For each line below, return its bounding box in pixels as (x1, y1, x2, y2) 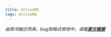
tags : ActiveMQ (5, 12, 37, 17)
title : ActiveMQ (5, 7, 39, 12)
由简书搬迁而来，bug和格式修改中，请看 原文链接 (5, 26, 105, 32)
